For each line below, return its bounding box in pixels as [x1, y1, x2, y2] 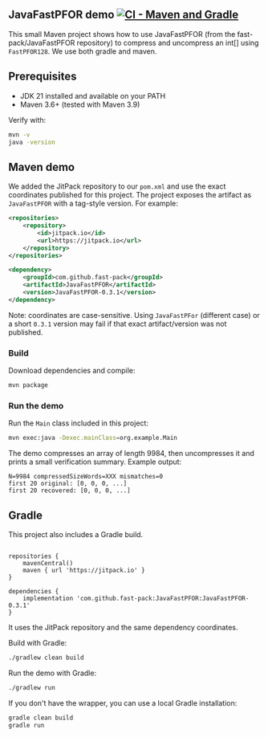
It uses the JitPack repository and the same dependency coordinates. [8, 622, 238, 632]
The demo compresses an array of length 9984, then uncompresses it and [8, 449, 254, 458]
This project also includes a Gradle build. [8, 529, 144, 539]
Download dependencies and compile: [8, 366, 136, 376]
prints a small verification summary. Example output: [8, 457, 182, 466]
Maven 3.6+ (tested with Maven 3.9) [19, 100, 140, 109]
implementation [22, 594, 74, 602]
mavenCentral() [22, 559, 74, 567]
